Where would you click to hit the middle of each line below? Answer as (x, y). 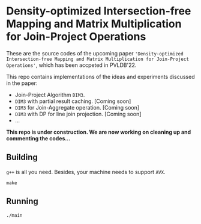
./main (14, 215)
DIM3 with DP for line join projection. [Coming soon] (78, 114)
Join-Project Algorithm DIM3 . (50, 95)
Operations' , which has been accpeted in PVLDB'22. (71, 65)
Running (22, 201)
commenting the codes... (38, 138)
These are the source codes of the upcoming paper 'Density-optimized (95, 53)
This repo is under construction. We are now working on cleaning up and (99, 132)
